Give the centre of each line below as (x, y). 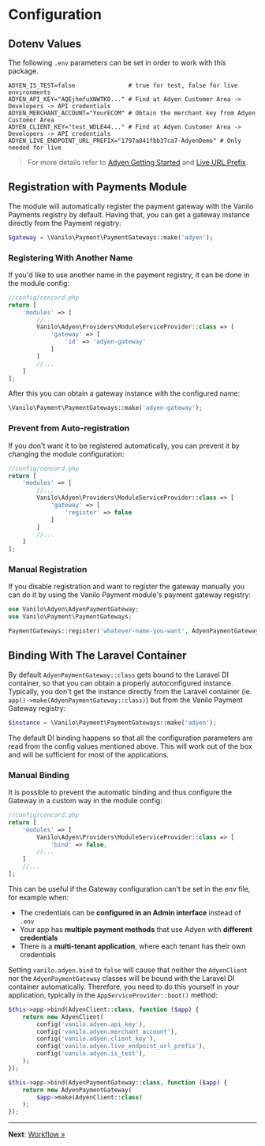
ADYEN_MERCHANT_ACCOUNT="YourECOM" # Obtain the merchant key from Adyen (132, 113)
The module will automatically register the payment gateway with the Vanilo (131, 206)
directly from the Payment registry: (65, 223)
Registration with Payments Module (98, 187)
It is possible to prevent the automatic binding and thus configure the (120, 792)
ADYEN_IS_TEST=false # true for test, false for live (123, 85)
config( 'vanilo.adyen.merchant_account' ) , (107, 1031)
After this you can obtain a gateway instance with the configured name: (124, 393)
